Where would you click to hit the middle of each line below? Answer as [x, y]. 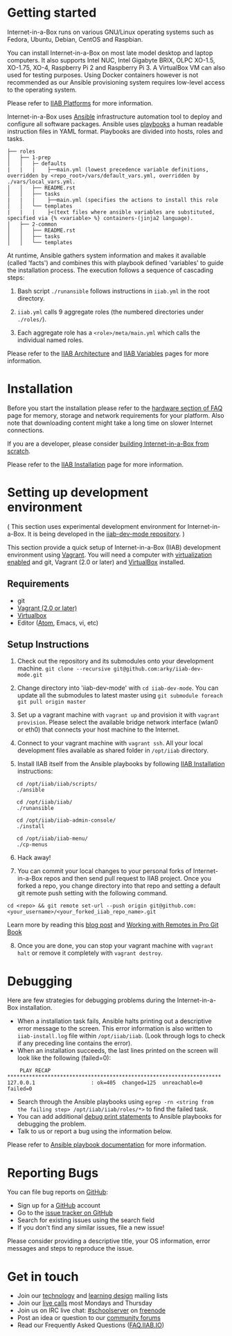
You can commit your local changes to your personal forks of [104, 871]
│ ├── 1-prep [29, 158]
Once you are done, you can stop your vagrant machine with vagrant [115, 946]
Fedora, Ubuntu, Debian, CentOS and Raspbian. [75, 39]
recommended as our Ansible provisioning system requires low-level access [116, 82]
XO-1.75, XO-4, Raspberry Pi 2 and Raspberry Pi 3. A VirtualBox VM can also [116, 67]
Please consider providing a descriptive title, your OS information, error [109, 1241]
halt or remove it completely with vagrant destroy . [90, 953]
